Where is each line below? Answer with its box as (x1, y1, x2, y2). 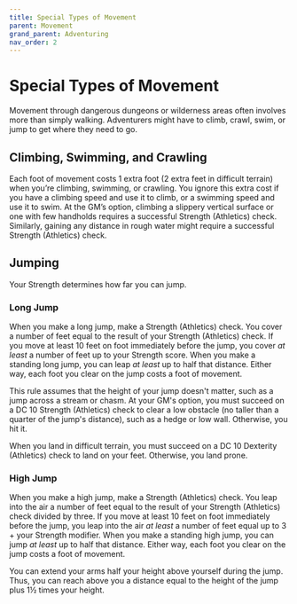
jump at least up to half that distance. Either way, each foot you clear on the (9, 539, 286, 550)
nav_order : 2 (9, 37, 58, 47)
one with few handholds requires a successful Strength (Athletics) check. (9, 211, 277, 222)
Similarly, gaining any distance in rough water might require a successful (9, 221, 275, 231)
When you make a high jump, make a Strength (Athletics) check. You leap (9, 492, 277, 503)
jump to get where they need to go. (9, 124, 137, 135)
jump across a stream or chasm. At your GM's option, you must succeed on (9, 396, 285, 406)
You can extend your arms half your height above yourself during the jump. (9, 566, 284, 577)
